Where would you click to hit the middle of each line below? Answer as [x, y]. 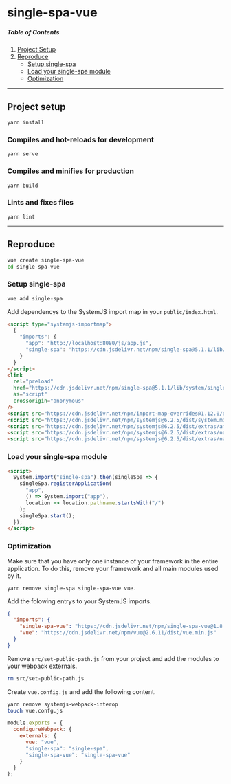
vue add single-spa [35, 298]
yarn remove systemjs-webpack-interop [63, 704]
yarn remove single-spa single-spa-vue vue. [72, 588]
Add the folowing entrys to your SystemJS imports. [79, 601]
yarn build [23, 186]
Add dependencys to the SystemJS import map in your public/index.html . [113, 311]
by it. [14, 576]
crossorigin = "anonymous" [49, 401]
